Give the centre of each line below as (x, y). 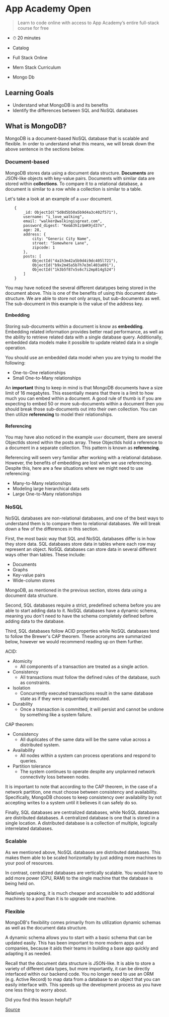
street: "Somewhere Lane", (60, 243)
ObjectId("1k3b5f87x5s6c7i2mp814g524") (74, 270)
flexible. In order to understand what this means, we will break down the (80, 143)
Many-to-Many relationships (42, 483)
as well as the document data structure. (46, 928)
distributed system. (40, 744)
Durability (22, 704)
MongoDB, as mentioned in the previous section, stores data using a (76, 590)
